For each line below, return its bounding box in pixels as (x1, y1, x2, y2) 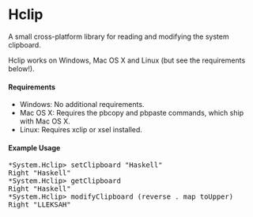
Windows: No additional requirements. (19, 100, 145, 109)
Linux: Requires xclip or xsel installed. (19, 125, 142, 135)
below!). (8, 63, 35, 73)
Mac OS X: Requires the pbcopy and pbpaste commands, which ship (19, 108, 244, 118)
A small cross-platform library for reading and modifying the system (8, 32, 229, 41)
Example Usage (8, 143, 61, 152)
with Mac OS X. (19, 116, 71, 126)
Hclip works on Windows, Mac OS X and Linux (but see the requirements (8, 55, 246, 65)
